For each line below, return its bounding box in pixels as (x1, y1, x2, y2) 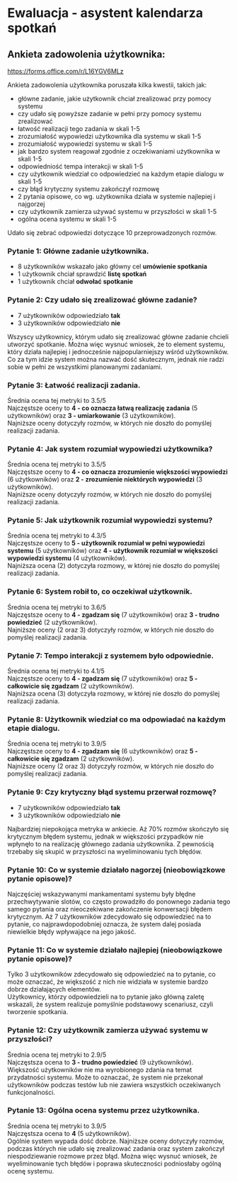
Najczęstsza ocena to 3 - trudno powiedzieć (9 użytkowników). (7, 1057, 194, 1067)
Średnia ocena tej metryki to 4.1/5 (7, 667, 105, 676)
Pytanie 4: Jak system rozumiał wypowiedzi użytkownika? (7, 444, 213, 454)
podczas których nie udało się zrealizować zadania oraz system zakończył (7, 1144, 225, 1152)
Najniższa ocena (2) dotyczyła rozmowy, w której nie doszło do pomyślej (7, 562, 220, 570)
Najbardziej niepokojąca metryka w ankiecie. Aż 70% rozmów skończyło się (7, 824, 229, 833)
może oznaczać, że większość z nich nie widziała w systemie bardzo (7, 977, 209, 986)
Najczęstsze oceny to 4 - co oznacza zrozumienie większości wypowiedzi (7, 467, 228, 476)
